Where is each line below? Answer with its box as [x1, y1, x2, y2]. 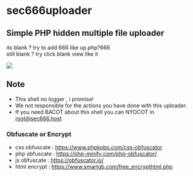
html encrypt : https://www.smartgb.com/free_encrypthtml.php [15, 163, 173, 171]
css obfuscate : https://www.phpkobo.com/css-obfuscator [15, 144, 163, 151]
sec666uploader [6, 4, 92, 18]
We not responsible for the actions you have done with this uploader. [15, 101, 188, 109]
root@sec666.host [15, 115, 62, 122]
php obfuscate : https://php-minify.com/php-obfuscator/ [15, 150, 157, 158]
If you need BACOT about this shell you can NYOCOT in [15, 108, 155, 115]
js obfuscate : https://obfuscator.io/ [15, 157, 104, 164]
